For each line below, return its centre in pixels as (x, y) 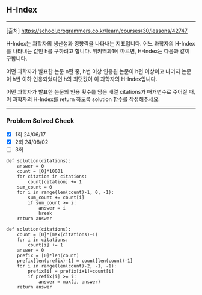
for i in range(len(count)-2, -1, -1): (67, 266)
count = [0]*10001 (40, 172)
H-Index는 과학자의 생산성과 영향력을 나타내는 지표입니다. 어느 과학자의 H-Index (101, 43)
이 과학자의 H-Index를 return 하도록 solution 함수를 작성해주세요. (83, 99)
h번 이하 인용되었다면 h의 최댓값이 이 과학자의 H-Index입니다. (85, 79)
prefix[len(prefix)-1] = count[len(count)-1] (75, 261)
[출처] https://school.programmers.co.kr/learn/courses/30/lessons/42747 (97, 31)
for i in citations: (43, 240)
